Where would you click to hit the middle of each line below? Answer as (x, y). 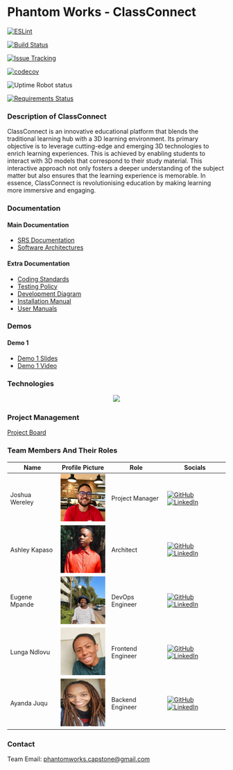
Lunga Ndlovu (30, 652)
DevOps (123, 597)
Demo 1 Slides (37, 358)
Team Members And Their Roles (62, 450)
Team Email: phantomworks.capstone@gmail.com (79, 759)
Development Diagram (49, 294)
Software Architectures (50, 247)
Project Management (43, 417)
